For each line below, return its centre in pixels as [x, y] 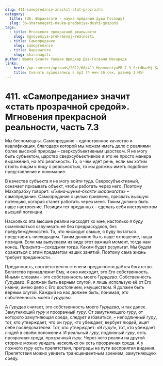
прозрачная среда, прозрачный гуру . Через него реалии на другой [75, 337]
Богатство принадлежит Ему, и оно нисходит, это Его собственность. [77, 272]
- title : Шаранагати [30, 50]
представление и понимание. [36, 171]
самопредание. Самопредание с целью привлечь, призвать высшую [77, 196]
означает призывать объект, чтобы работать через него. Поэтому [73, 186]
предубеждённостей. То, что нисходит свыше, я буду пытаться [71, 231]
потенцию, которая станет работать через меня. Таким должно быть [77, 201]
